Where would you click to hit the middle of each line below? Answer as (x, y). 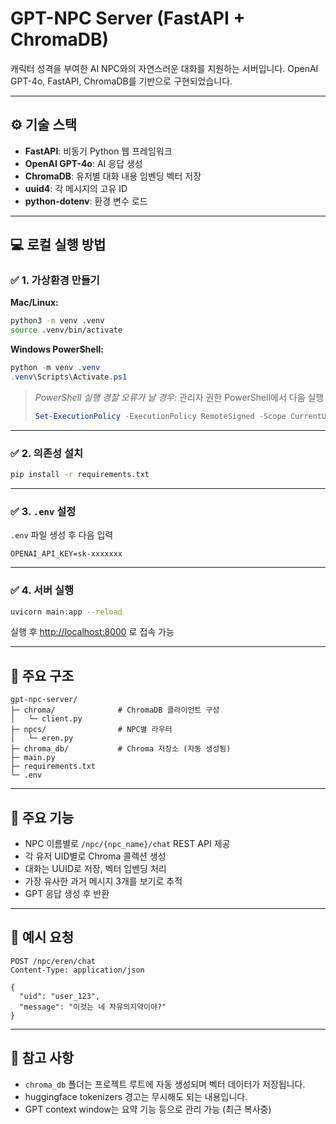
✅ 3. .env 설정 (43, 511)
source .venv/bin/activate (66, 330)
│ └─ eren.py (42, 738)
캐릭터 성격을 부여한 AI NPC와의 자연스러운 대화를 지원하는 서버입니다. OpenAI (164, 68)
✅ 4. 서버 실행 (42, 590)
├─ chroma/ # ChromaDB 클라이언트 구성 (115, 710)
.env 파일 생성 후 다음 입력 (62, 535)
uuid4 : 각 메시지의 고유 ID (76, 188)
